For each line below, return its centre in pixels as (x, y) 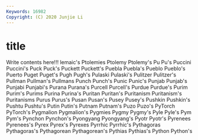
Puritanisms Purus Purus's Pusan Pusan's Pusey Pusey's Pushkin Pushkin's (98, 100)
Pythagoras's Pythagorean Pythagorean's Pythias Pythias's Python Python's (99, 131)
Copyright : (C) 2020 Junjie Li (45, 17)
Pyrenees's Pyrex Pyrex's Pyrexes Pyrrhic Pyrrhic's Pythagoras (83, 125)
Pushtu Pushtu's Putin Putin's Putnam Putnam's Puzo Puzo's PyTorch (91, 106)
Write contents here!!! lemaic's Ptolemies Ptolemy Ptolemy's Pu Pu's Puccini (99, 62)
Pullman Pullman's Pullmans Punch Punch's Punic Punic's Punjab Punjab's (97, 81)
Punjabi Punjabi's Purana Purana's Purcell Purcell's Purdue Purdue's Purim (97, 87)
